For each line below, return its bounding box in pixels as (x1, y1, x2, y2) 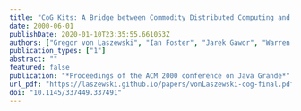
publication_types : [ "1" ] (9, 47, 106, 55)
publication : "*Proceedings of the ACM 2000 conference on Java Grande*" (9, 72, 291, 81)
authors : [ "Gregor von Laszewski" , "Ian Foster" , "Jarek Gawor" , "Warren (9, 38, 291, 47)
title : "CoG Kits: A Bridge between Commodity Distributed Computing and (9, 13, 291, 22)
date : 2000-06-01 (9, 21, 74, 30)
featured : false (9, 64, 70, 73)
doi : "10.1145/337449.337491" (9, 88, 123, 97)
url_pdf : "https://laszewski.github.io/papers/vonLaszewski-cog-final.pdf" (9, 80, 298, 89)
